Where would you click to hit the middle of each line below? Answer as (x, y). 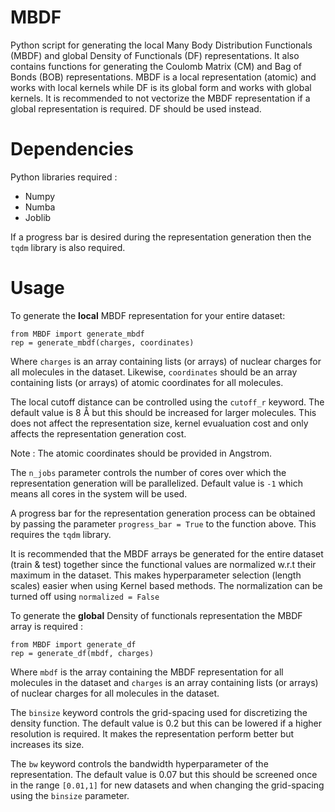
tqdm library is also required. (68, 247)
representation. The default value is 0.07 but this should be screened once (164, 774)
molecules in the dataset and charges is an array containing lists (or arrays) (164, 682)
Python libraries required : (64, 177)
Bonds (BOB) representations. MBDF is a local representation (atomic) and (163, 77)
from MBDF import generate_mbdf (77, 334)
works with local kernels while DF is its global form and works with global (161, 87)
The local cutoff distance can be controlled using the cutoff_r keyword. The (167, 402)
